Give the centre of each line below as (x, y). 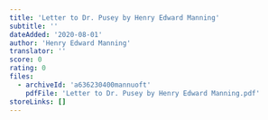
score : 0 (26, 60)
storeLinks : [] (38, 102)
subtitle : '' (34, 26)
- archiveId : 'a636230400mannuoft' (84, 85)
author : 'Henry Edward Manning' (70, 43)
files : (22, 77)
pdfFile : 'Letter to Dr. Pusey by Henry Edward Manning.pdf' (143, 93)
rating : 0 (28, 69)
